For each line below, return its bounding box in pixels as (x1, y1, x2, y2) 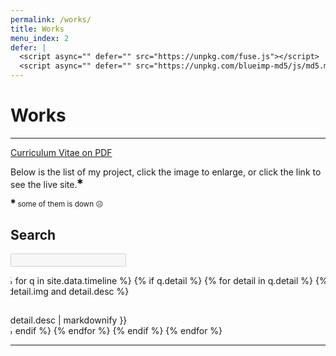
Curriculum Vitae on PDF (10, 146, 113, 158)
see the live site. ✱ (10, 176, 84, 190)
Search (10, 226, 57, 243)
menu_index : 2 (10, 33, 70, 43)
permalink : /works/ (10, 14, 92, 25)
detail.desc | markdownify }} (9, 314, 128, 326)
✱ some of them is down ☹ (10, 197, 104, 210)
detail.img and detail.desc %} (8, 286, 130, 298)
